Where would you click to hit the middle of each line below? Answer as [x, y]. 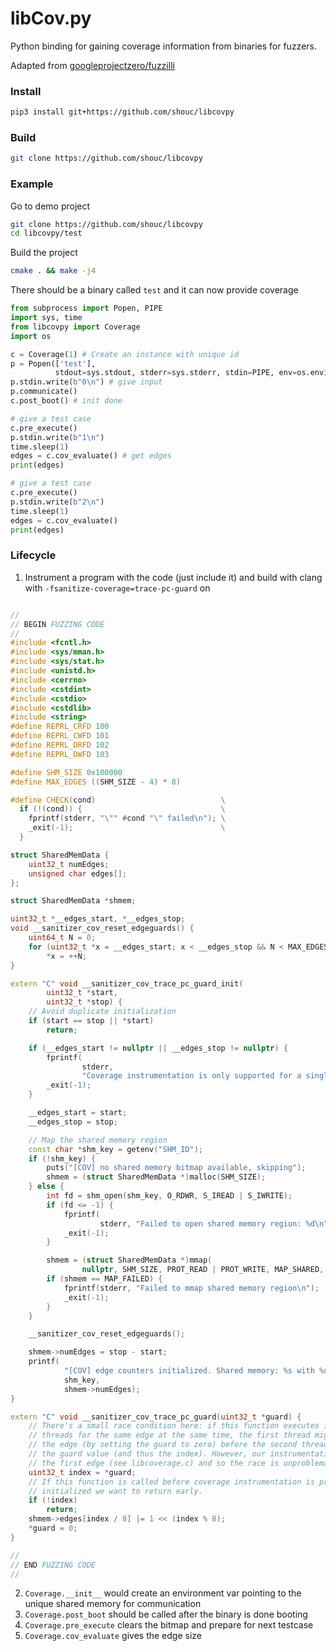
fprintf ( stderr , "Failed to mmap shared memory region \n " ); [191, 1288]
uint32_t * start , [82, 993]
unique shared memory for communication [113, 1604]
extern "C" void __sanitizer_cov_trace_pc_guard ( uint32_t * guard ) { [156, 1417]
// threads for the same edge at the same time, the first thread [169, 1435]
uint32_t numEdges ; [69, 864]
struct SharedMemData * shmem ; [73, 901]
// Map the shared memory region [98, 1140]
